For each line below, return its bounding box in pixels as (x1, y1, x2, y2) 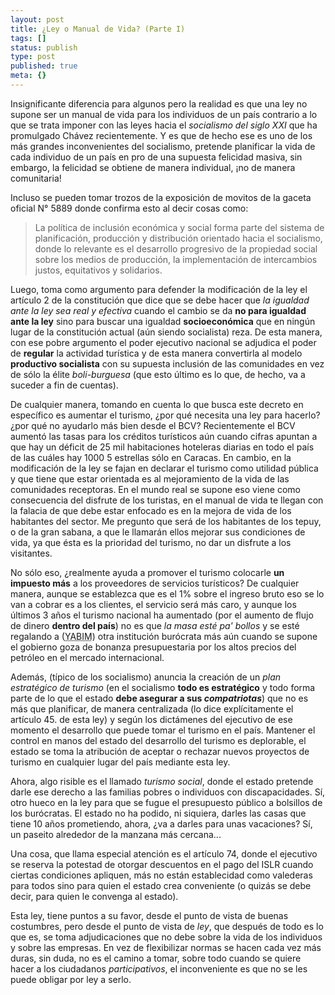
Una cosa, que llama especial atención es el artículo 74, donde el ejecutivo (10, 847, 318, 860)
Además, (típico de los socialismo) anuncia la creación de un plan (10, 671, 282, 683)
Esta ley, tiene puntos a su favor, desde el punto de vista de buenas (10, 909, 289, 921)
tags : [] (10, 33, 47, 43)
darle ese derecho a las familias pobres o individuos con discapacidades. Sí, (10, 786, 326, 798)
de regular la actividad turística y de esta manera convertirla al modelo (10, 347, 303, 359)
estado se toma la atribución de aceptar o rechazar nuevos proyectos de (10, 745, 310, 757)
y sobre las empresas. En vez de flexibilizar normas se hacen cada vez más (10, 941, 322, 953)
